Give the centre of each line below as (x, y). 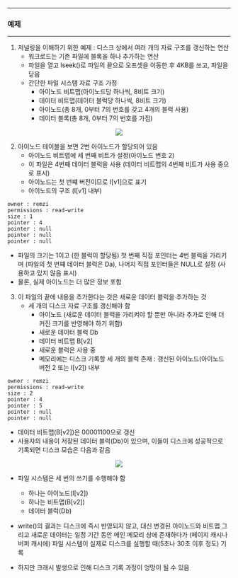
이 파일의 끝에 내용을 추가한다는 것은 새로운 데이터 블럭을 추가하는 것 (112, 297)
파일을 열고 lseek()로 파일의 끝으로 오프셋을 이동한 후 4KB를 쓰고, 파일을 (128, 65)
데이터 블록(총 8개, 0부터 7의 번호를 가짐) (96, 118)
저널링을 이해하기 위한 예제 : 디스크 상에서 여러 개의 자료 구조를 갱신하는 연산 (123, 47)
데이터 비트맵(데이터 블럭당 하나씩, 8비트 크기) (102, 100)
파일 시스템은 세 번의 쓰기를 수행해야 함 (72, 478)
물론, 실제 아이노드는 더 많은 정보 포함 (69, 282)
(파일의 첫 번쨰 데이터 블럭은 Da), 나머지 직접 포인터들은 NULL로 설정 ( (123, 264)
